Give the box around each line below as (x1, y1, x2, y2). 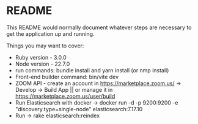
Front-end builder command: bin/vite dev (15, 73, 119, 80)
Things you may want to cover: (6, 42, 84, 49)
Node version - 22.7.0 (15, 60, 70, 67)
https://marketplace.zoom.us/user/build (15, 92, 116, 100)
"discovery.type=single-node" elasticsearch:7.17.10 (15, 105, 143, 112)
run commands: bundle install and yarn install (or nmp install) (15, 66, 169, 74)
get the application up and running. (6, 30, 95, 37)
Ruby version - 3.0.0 (15, 53, 67, 61)
